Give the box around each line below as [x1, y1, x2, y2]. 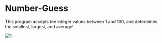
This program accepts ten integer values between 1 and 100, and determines [5, 19, 158, 24]
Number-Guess [5, 3, 69, 14]
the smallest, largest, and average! [5, 23, 74, 29]
